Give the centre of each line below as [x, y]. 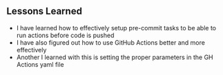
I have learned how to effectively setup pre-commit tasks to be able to [116, 28]
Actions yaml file [40, 64]
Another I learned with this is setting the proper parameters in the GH [115, 57]
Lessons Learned [44, 11]
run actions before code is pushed [65, 35]
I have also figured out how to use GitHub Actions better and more [110, 42]
